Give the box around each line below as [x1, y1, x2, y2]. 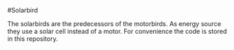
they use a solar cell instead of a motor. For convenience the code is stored [7, 27, 228, 35]
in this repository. [7, 35, 58, 43]
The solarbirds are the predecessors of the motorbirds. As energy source [7, 20, 221, 27]
